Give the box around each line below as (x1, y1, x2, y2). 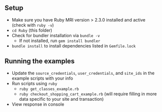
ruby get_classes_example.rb (19, 87, 79, 91)
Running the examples (4, 57, 75, 66)
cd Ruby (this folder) (11, 27, 53, 33)
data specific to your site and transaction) (19, 96, 104, 102)
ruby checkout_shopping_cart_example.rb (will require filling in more (19, 90, 157, 97)
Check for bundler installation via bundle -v (11, 32, 100, 38)
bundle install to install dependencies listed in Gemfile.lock (11, 43, 136, 48)
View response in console (11, 101, 65, 107)
